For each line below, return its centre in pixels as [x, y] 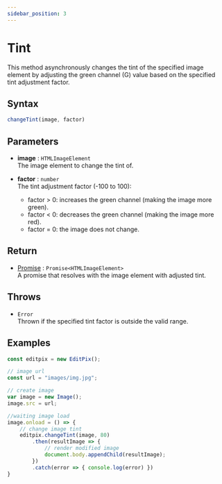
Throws [24, 297]
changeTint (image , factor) [46, 120]
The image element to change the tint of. [75, 166]
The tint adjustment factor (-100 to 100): [74, 186]
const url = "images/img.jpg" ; [52, 378]
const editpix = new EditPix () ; [54, 359]
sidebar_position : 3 [37, 14]
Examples [29, 343]
